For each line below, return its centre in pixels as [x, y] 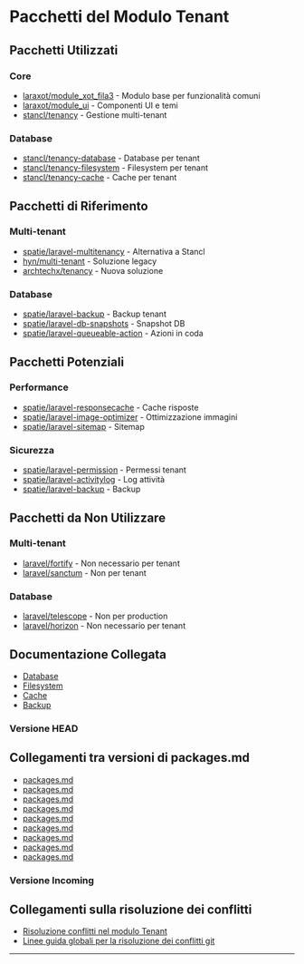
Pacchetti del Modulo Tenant [119, 17]
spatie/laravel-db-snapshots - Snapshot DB [104, 324]
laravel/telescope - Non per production [95, 616]
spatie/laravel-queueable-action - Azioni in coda [113, 334]
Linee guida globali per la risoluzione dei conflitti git [119, 941]
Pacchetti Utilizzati [64, 50]
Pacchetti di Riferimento [79, 206]
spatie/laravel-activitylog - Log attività [94, 480]
